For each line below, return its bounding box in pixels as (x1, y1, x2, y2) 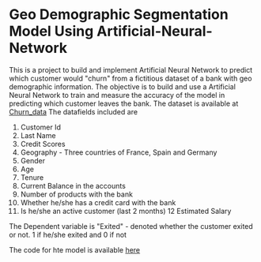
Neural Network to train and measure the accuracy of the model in (9, 90, 225, 99)
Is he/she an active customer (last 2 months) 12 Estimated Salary (20, 206, 232, 215)
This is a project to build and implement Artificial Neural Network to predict (9, 65, 253, 74)
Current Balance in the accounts (20, 181, 126, 190)
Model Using (9, 22, 94, 40)
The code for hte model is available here (9, 245, 141, 254)
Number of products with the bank (20, 189, 134, 199)
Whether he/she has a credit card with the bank (20, 197, 176, 207)
